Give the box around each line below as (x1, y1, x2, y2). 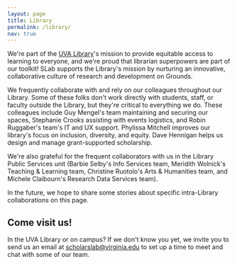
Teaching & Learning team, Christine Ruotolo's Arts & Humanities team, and (7, 167, 228, 176)
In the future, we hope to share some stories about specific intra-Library (7, 188, 219, 197)
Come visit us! (7, 217, 72, 229)
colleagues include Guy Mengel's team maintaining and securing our (7, 108, 208, 117)
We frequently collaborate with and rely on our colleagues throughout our (7, 86, 222, 94)
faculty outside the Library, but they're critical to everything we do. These (7, 101, 223, 110)
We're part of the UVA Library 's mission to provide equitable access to (7, 50, 214, 58)
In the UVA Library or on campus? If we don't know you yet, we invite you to (7, 235, 229, 244)
